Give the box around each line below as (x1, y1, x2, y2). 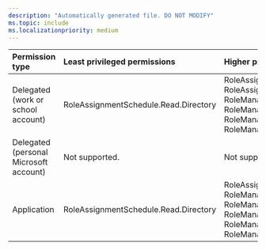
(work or (12, 94, 44, 105)
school (12, 104, 38, 116)
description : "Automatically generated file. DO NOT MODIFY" (8, 11, 215, 20)
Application (12, 204, 55, 215)
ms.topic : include (8, 19, 69, 27)
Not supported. (63, 152, 120, 163)
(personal (12, 147, 48, 158)
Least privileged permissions (63, 56, 176, 67)
